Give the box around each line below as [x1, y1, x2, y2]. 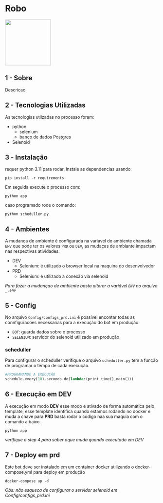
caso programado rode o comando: [5, 202, 76, 208]
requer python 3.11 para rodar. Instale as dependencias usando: [5, 166, 132, 172]
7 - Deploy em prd [5, 451, 60, 459]
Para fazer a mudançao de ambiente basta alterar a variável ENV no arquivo [5, 283, 158, 289]
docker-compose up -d [5, 479, 49, 483]
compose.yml [5, 469, 33, 475]
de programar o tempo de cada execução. [5, 363, 90, 369]
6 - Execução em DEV [5, 390, 72, 398]
